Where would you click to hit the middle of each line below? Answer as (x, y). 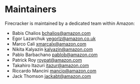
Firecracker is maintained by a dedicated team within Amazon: (70, 23)
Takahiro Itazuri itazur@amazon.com (50, 65)
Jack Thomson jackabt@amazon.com (51, 76)
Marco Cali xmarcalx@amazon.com (49, 44)
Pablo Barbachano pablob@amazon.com (55, 55)
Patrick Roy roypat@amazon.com (47, 60)
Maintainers (31, 9)
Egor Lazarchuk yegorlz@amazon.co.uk (54, 38)
